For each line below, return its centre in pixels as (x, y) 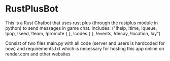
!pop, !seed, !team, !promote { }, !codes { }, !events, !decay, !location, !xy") (83, 33)
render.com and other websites (38, 54)
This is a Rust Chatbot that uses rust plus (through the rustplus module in (82, 23)
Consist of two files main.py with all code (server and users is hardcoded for (85, 43)
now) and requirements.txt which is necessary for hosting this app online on (85, 48)
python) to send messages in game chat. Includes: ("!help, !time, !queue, (81, 28)
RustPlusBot (32, 9)
